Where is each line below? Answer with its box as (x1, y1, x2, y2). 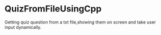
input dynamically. (4, 24, 42, 30)
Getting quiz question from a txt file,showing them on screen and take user (4, 19, 156, 25)
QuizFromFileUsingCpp (4, 3, 102, 14)
